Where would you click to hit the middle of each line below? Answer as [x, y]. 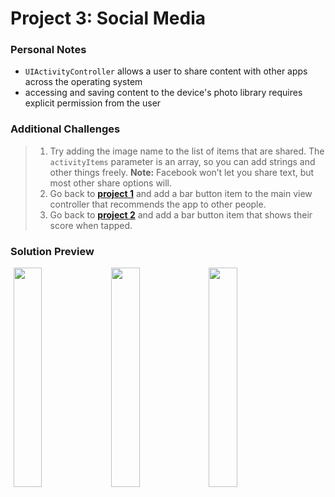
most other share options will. [111, 183]
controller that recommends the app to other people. [158, 204]
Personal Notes [48, 50]
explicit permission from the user [93, 103]
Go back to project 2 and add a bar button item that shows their [181, 214]
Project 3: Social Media [108, 18]
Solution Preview [52, 251]
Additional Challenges [65, 129]
